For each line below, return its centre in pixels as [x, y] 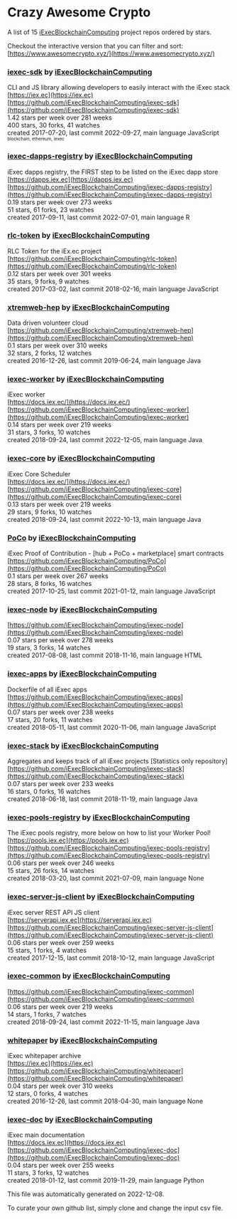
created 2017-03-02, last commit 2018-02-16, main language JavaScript [113, 288]
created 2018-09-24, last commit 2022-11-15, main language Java [104, 1022]
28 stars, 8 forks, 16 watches [50, 584]
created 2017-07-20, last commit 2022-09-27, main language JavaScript [114, 133]
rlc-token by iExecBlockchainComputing [79, 236]
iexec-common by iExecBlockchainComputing [89, 976]
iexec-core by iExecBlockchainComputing [81, 459]
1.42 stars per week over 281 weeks [60, 117]
